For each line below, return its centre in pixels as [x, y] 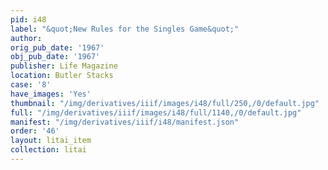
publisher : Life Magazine [64, 66]
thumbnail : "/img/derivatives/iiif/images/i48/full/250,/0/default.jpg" [165, 103]
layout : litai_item [51, 141]
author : [26, 38]
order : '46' [35, 131]
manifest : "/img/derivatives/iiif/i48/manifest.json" [125, 122]
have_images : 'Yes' [51, 94]
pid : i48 [28, 19]
